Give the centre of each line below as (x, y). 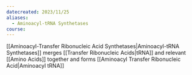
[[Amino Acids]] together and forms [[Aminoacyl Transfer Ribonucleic (94, 59)
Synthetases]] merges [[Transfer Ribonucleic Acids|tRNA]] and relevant (96, 53)
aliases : (17, 18)
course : (16, 29)
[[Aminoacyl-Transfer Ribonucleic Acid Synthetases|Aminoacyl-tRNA (93, 46)
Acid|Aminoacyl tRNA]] (35, 66)
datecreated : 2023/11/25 (38, 12)
